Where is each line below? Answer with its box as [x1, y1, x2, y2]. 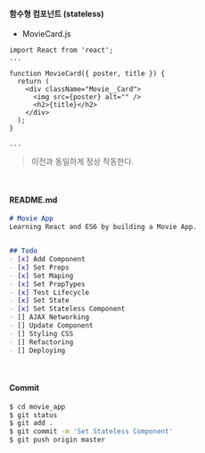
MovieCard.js [21, 29, 71, 39]
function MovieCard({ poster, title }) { [9, 70, 166, 78]
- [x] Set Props [9, 263, 70, 272]
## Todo [9, 246, 38, 256]
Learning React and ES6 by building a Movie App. [9, 223, 198, 232]
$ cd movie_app [9, 402, 66, 411]
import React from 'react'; [9, 45, 114, 55]
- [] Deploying [9, 346, 66, 355]
